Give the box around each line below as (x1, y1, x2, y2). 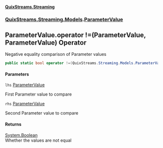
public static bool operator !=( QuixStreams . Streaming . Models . (5, 61, 136, 66)
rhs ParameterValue (5, 101, 45, 107)
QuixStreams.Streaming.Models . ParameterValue (5, 16, 123, 23)
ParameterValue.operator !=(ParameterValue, (5, 31, 146, 39)
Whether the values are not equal (5, 137, 72, 143)
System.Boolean (5, 132, 38, 138)
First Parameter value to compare (5, 91, 72, 97)
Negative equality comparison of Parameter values (5, 51, 107, 57)
